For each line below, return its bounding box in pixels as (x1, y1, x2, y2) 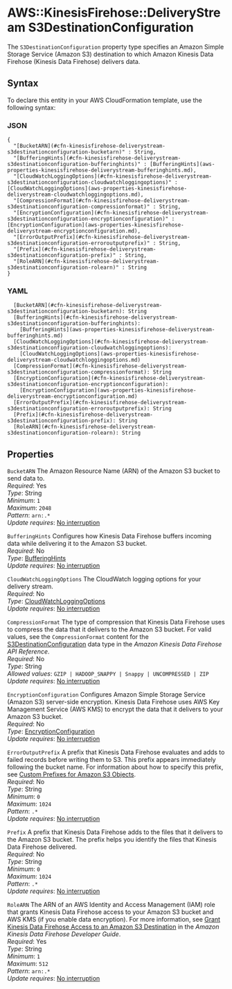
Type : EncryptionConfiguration (7, 727, 96, 735)
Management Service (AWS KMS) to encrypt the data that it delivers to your (7, 705, 224, 713)
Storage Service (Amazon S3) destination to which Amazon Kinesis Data (7, 50, 214, 58)
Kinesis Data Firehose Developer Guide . (7, 930, 121, 938)
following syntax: (7, 103, 56, 112)
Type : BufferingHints (7, 554, 66, 563)
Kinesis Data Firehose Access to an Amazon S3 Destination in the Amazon (7, 922, 220, 931)
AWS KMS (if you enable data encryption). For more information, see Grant (7, 915, 220, 924)
